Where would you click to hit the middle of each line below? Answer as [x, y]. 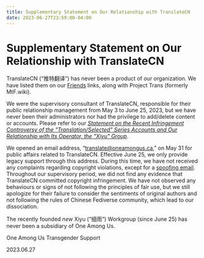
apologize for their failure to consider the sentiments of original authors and [102, 194]
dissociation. [22, 207]
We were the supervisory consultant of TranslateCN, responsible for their [99, 104]
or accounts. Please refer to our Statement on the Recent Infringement [95, 123]
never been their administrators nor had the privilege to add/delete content [101, 117]
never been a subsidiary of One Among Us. [61, 226]
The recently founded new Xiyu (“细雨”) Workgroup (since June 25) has [97, 219]
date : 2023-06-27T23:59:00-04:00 [49, 18]
